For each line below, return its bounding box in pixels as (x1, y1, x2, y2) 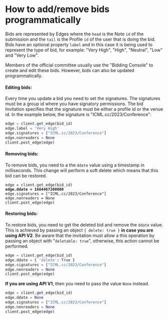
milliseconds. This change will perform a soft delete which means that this (5, 167, 158, 173)
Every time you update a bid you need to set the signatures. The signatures (5, 96, 160, 102)
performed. (5, 243, 29, 249)
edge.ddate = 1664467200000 (5, 187, 64, 192)
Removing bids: (5, 151, 39, 157)
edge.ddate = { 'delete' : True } (5, 258, 75, 263)
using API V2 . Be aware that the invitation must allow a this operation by (5, 232, 154, 238)
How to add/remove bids (5, 4, 110, 15)
